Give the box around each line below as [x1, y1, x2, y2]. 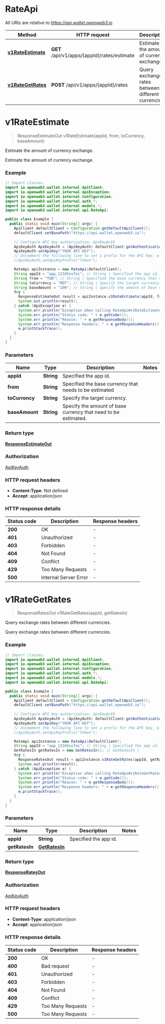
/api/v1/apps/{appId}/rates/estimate [51, 52, 135, 59]
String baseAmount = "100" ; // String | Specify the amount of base [14, 285, 157, 290]
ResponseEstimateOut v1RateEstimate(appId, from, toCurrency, [17, 133, 145, 139]
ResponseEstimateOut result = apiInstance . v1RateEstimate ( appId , [18, 294, 155, 299]
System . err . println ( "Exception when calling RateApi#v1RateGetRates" [18, 771, 164, 776]
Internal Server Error [41, 574, 88, 581]
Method [18, 31, 37, 38]
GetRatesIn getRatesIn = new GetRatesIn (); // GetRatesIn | [14, 748, 139, 753]
